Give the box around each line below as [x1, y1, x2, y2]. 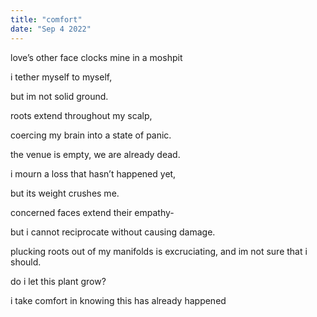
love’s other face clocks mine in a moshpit [10, 51, 183, 63]
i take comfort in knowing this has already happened [10, 294, 227, 306]
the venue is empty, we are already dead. [10, 148, 181, 160]
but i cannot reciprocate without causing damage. [10, 226, 216, 238]
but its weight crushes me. [10, 187, 120, 199]
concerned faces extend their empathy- [10, 206, 175, 218]
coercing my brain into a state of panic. [10, 129, 172, 141]
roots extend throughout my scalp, [10, 109, 153, 121]
